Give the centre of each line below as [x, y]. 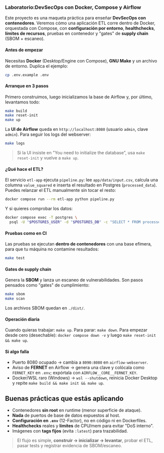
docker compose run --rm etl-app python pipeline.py [60, 199]
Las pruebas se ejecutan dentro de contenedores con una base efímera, [79, 244]
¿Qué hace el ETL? [24, 169]
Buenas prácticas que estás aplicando [64, 399]
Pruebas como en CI [26, 233]
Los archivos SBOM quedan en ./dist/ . [45, 308]
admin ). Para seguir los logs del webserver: [48, 134]
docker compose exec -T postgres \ [41, 218]
